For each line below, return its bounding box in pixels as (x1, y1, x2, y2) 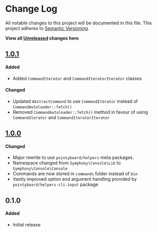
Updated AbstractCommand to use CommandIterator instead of (12, 98, 138, 104)
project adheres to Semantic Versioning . (5, 25, 89, 31)
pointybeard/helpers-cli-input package (12, 181, 99, 188)
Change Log (5, 3, 57, 15)
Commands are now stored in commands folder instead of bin (12, 171, 138, 177)
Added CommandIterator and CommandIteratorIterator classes (12, 75, 142, 81)
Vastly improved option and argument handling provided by (12, 176, 137, 182)
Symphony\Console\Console (12, 166, 68, 172)
